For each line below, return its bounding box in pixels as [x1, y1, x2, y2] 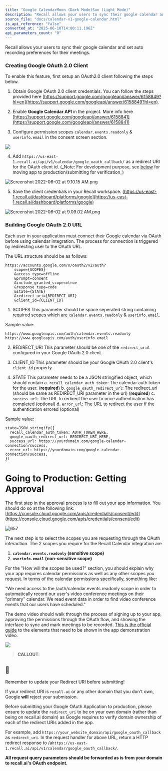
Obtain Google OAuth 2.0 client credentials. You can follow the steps [12, 88, 154, 94]
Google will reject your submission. [5, 694, 78, 700]
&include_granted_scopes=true [14, 280, 77, 285]
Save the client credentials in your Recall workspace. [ [12, 188, 124, 195]
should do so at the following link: [5, 505, 74, 511]
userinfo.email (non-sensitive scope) [12, 555, 92, 561]
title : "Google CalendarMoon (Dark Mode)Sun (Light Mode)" [5, 7, 131, 12]
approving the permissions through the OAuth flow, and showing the [5, 616, 146, 622]
